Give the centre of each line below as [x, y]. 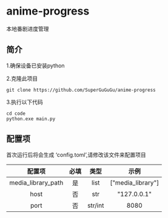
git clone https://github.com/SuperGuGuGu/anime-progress [81, 90]
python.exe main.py [31, 119]
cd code [16, 114]
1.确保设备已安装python [35, 66]
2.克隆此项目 [22, 78]
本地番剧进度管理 [28, 29]
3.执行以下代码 [25, 102]
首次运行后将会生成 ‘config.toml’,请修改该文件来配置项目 [76, 155]
